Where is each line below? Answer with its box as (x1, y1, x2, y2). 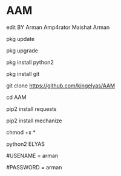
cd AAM (6, 93, 27, 101)
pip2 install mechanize (6, 117, 62, 124)
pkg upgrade (6, 46, 38, 54)
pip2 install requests (6, 105, 57, 112)
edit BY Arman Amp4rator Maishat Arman (6, 24, 110, 31)
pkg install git (6, 70, 40, 77)
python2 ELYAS (6, 140, 45, 148)
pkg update (6, 35, 35, 42)
